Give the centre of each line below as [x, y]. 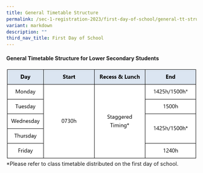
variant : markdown [29, 25]
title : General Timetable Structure [52, 13]
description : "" [27, 32]
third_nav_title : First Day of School [55, 38]
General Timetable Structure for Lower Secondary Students [82, 58]
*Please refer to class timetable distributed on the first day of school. [92, 164]
